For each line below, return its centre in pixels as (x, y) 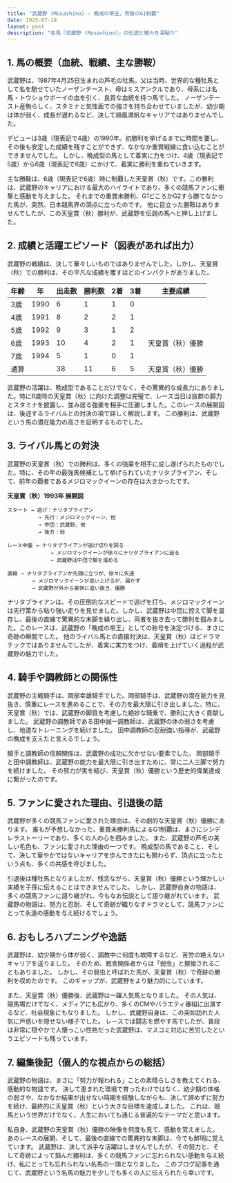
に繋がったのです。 (34, 779)
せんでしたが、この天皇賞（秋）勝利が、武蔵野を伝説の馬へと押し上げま (110, 213)
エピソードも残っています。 (52, 1039)
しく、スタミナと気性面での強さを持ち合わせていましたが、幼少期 (131, 106)
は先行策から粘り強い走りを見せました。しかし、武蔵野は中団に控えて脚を (113, 610)
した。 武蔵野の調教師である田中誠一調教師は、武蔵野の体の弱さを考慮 (114, 721)
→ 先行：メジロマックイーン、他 (77, 517)
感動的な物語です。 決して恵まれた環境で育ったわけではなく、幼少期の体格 (114, 1088)
